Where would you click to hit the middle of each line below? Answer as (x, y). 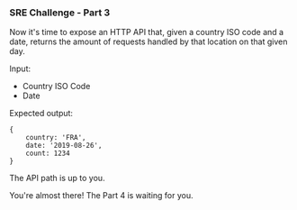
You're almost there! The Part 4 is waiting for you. (101, 196)
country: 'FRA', (56, 138)
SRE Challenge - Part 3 (60, 13)
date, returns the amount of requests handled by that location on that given (148, 41)
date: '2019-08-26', (64, 146)
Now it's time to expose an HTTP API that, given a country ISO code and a (147, 32)
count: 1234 (48, 154)
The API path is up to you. (57, 178)
